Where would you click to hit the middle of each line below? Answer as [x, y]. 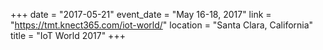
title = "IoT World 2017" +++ [68, 35]
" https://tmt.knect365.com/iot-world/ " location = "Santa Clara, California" [162, 25]
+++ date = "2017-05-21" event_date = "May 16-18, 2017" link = [141, 14]
